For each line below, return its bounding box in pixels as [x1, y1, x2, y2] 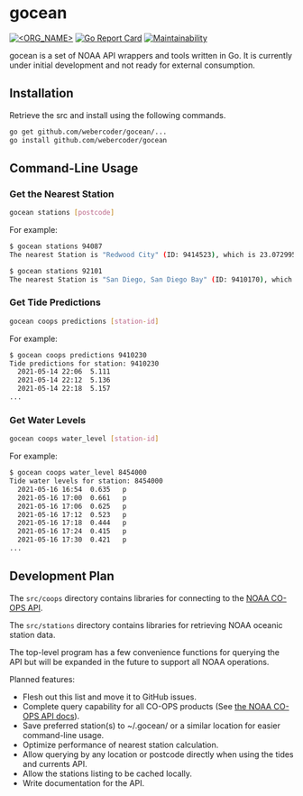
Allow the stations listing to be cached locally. [22, 768, 192, 779]
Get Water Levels [9, 413, 87, 426]
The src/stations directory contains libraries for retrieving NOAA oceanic [9, 619, 283, 630]
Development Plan [9, 569, 115, 584]
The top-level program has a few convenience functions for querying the [9, 646, 280, 657]
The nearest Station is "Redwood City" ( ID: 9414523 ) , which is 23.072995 [9, 250, 297, 259]
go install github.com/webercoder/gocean [9, 135, 168, 144]
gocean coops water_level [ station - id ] [9, 434, 160, 444]
